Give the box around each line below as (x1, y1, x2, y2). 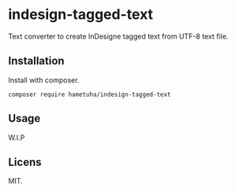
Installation (8, 54, 65, 68)
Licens (8, 155, 42, 168)
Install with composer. (8, 75, 80, 84)
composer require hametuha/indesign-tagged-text (8, 90, 171, 98)
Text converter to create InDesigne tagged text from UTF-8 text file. (8, 31, 229, 41)
